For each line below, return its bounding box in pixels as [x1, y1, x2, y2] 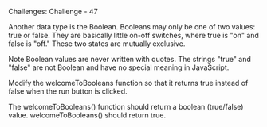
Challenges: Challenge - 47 [8, 7, 98, 16]
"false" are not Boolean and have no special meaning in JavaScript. [8, 63, 230, 72]
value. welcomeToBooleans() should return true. [8, 110, 166, 120]
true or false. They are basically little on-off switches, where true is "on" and [8, 31, 259, 40]
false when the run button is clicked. [8, 87, 128, 96]
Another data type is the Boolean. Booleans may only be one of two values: [8, 22, 256, 31]
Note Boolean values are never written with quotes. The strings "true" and [8, 55, 251, 63]
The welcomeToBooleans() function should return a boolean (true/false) [8, 102, 244, 111]
